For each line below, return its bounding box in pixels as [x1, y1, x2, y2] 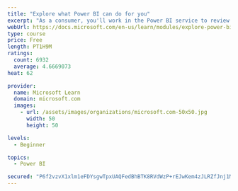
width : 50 [25, 115, 55, 122]
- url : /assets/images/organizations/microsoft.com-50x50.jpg [20, 109, 208, 116]
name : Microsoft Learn [13, 89, 81, 96]
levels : [7, 134, 30, 141]
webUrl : [7, 23, 30, 30]
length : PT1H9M [7, 43, 52, 50]
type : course [7, 30, 46, 37]
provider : [7, 82, 37, 89]
